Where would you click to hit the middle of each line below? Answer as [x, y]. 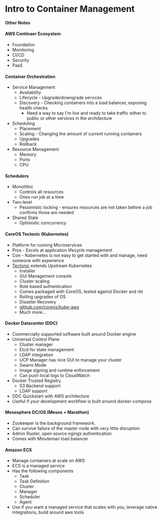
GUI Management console [45, 276]
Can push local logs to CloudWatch [54, 375]
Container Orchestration [30, 76]
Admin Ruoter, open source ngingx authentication [62, 433]
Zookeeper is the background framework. [54, 423]
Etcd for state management [47, 349]
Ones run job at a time [42, 197]
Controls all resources [41, 192]
